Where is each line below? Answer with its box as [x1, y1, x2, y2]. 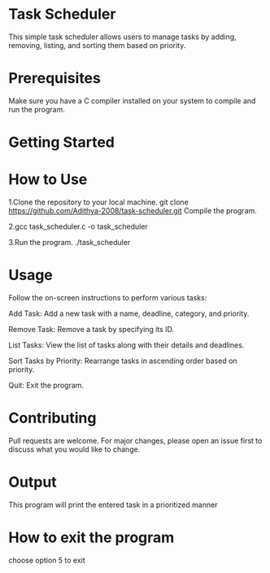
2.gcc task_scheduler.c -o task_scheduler [8, 221, 148, 231]
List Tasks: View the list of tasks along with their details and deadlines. [8, 339, 245, 350]
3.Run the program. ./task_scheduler [8, 238, 131, 247]
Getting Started [8, 133, 115, 151]
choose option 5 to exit [8, 555, 85, 565]
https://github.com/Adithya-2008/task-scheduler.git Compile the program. [8, 206, 258, 216]
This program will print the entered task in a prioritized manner [8, 500, 218, 510]
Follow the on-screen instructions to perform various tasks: [8, 292, 207, 302]
